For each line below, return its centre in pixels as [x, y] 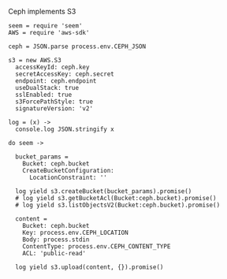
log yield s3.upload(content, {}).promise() [89, 267]
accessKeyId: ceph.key [52, 67]
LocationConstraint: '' [68, 177]
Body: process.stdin [56, 240]
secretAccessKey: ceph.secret [65, 74]
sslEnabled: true [44, 95]
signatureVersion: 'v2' [54, 109]
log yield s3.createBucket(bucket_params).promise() [104, 192]
